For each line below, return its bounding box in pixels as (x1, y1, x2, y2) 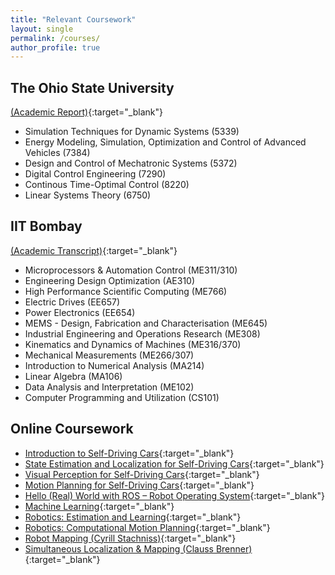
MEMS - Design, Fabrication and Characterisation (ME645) (24, 317, 268, 329)
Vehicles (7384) (24, 147, 91, 159)
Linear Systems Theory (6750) (24, 189, 152, 201)
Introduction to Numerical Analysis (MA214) (24, 359, 205, 371)
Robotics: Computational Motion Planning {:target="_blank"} (24, 521, 271, 533)
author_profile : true (10, 42, 101, 53)
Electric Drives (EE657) (24, 296, 121, 308)
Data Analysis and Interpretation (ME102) (24, 381, 195, 393)
